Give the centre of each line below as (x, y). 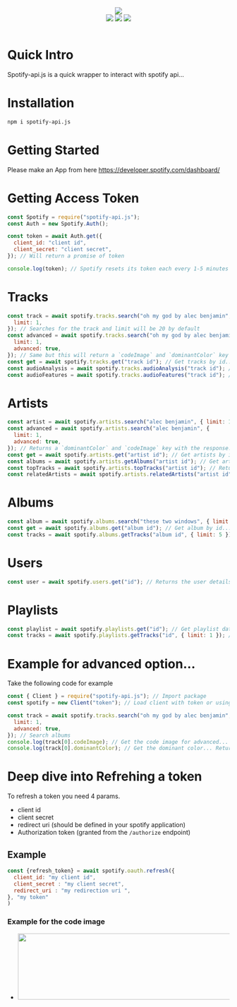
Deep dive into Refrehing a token (105, 777)
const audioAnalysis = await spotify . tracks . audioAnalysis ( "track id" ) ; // (121, 368)
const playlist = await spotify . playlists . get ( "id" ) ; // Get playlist (113, 629)
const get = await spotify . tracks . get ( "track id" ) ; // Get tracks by (112, 362)
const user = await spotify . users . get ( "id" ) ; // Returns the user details (120, 581)
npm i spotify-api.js (39, 122)
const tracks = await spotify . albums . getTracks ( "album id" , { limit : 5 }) (120, 535)
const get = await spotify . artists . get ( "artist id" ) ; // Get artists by (116, 454)
